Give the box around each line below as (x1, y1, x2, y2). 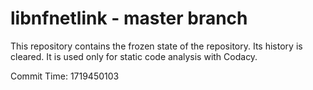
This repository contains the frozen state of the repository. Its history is (10, 40, 303, 52)
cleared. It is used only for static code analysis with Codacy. (10, 50, 258, 62)
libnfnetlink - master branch (10, 7, 248, 30)
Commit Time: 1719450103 (10, 70, 120, 82)
